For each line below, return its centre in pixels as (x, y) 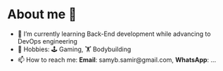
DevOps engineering (47, 41)
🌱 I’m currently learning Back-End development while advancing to (114, 34)
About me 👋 (42, 14)
